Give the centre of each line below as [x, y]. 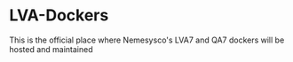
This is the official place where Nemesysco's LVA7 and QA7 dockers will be [147, 40]
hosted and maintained [51, 49]
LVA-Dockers [59, 15]
